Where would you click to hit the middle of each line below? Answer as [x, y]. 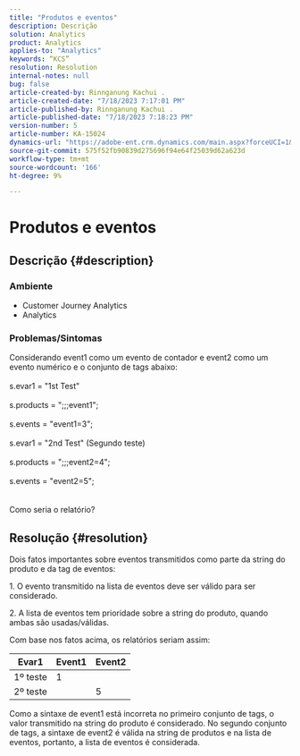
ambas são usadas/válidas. [59, 623]
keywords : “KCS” [39, 59]
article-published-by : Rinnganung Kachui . [92, 109]
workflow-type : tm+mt [50, 159]
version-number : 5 [43, 126]
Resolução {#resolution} [79, 538]
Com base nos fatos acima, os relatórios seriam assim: [110, 640]
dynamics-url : [36, 142]
